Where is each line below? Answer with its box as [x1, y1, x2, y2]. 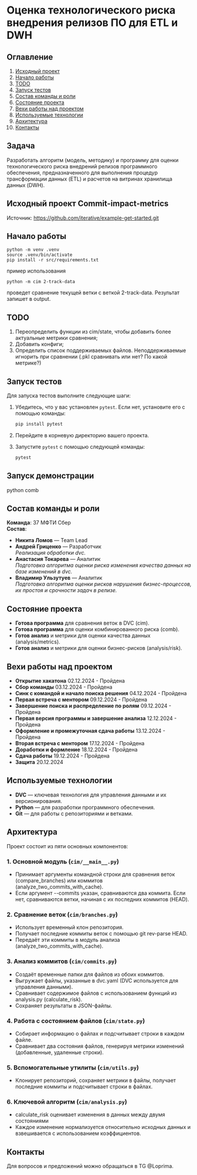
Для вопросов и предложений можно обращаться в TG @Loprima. [6, 1163, 174, 1170]
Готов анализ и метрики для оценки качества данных [15, 632, 151, 639]
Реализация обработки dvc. [15, 549, 86, 556]
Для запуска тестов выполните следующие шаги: [6, 392, 131, 399]
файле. [15, 1036, 33, 1043]
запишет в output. [6, 296, 51, 303]
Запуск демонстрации [6, 471, 94, 481]
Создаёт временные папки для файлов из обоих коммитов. [15, 971, 165, 978]
